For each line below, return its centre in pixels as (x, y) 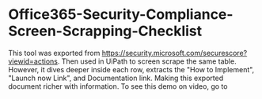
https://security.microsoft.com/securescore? (175, 53)
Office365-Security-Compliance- (121, 15)
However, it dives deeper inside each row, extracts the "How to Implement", (131, 69)
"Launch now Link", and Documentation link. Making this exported (116, 78)
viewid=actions (33, 61)
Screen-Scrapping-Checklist (105, 31)
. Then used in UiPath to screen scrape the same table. (147, 61)
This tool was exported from (54, 53)
